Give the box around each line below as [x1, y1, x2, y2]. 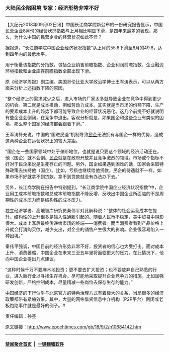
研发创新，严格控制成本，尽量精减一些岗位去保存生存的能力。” [5, 279, 133, 285]
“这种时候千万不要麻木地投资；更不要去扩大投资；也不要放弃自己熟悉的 [5, 267, 153, 273]
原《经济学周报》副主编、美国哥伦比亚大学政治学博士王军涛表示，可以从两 [5, 79, 159, 85]
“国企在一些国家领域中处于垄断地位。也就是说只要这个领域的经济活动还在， [5, 148, 162, 154]
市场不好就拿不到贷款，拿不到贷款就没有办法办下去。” [9, 173, 120, 180]
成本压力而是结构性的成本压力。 [18, 197, 84, 203]
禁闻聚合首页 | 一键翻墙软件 [5, 341, 64, 347]
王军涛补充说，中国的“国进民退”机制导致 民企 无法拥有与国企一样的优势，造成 [5, 132, 163, 138]
